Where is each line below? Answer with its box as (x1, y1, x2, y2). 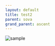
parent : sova (5, 17, 32, 22)
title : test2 (5, 12, 32, 17)
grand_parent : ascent (5, 21, 50, 27)
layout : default (5, 7, 39, 13)
